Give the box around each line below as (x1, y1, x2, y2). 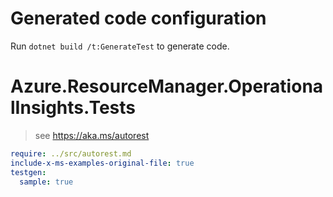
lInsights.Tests (10, 97, 137, 119)
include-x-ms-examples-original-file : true (10, 158, 195, 168)
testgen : (10, 167, 47, 177)
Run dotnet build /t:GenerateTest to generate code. (10, 40, 230, 52)
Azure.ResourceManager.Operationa (10, 75, 324, 98)
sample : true (19, 177, 74, 187)
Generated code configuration (10, 7, 267, 30)
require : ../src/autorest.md (10, 148, 132, 159)
